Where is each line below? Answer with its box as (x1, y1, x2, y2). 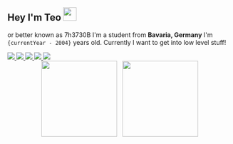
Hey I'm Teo (7, 11, 62, 24)
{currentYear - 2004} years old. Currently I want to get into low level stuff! (7, 38, 227, 46)
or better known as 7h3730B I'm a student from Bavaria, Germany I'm (7, 30, 213, 39)
